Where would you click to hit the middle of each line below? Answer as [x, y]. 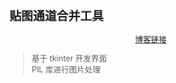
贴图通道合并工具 [57, 16]
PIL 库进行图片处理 [66, 69]
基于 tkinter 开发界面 [69, 58]
